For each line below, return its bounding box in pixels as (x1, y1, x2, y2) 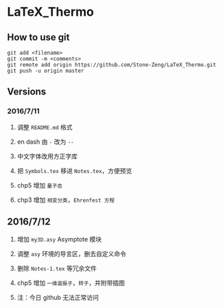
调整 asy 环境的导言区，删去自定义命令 (16, 249, 127, 257)
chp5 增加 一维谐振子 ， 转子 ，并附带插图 (16, 279, 126, 287)
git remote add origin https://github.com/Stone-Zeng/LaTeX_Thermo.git (7, 62, 216, 68)
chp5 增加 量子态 (16, 181, 63, 189)
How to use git (7, 31, 70, 43)
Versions (7, 86, 47, 98)
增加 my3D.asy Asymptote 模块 (16, 235, 102, 243)
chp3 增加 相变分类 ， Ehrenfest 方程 (16, 196, 115, 204)
